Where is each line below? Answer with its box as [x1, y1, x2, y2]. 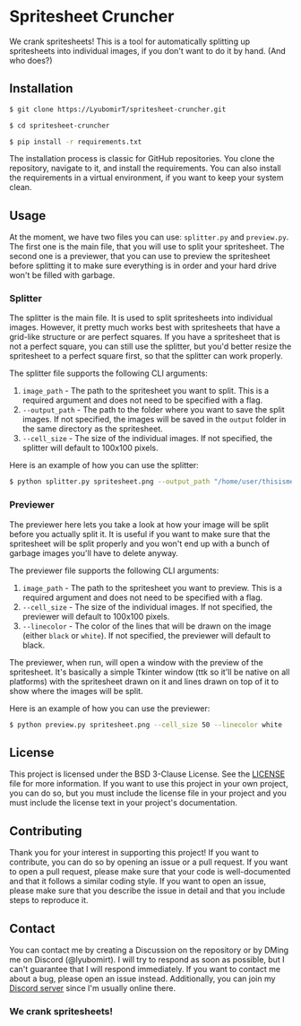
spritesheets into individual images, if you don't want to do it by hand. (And [9, 45, 287, 56]
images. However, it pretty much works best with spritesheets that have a [9, 322, 280, 333]
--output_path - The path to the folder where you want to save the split [21, 404, 285, 415]
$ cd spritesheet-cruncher [9, 121, 110, 130]
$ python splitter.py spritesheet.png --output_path [9, 477, 211, 486]
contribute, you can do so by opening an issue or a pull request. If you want [9, 856, 288, 867]
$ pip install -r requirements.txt [9, 137, 142, 146]
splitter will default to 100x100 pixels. [21, 442, 159, 454]
